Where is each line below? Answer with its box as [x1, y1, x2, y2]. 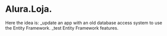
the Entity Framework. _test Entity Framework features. [5, 25, 119, 31]
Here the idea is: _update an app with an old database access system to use [5, 20, 162, 26]
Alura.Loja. [5, 3, 52, 15]
